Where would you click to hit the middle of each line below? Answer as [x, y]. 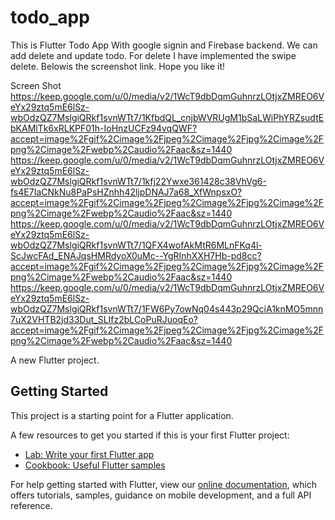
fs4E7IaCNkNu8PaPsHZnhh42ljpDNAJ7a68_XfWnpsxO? [126, 192]
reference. [31, 505]
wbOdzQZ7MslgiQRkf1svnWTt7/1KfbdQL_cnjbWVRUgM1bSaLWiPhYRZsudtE [167, 117]
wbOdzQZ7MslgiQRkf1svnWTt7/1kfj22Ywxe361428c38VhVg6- [138, 181]
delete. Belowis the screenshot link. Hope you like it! [118, 66]
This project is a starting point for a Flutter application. [122, 415]
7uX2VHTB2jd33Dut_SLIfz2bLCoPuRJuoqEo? [104, 319]
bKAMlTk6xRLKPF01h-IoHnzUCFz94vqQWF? [104, 128]
